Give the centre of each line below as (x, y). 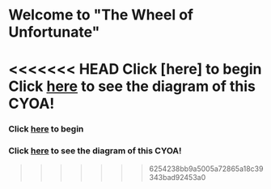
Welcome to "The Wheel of (101, 15)
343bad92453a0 (178, 177)
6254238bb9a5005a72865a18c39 (206, 169)
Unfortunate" (54, 32)
